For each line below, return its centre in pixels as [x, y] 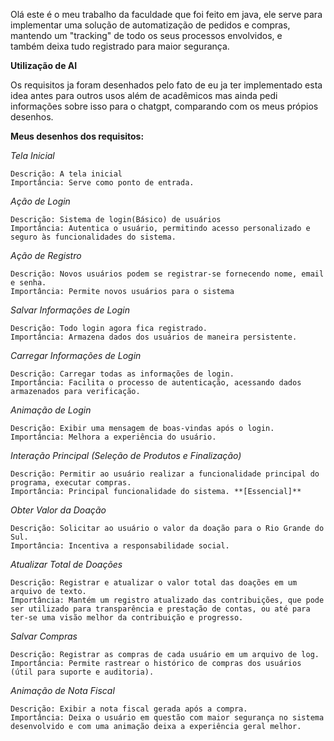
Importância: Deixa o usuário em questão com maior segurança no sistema [167, 718]
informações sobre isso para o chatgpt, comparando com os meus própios [164, 106]
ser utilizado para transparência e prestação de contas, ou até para [160, 609]
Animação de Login [51, 410]
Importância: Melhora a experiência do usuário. [113, 437]
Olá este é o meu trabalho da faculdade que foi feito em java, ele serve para [166, 14]
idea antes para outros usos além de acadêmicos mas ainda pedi [144, 95]
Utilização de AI [44, 65]
